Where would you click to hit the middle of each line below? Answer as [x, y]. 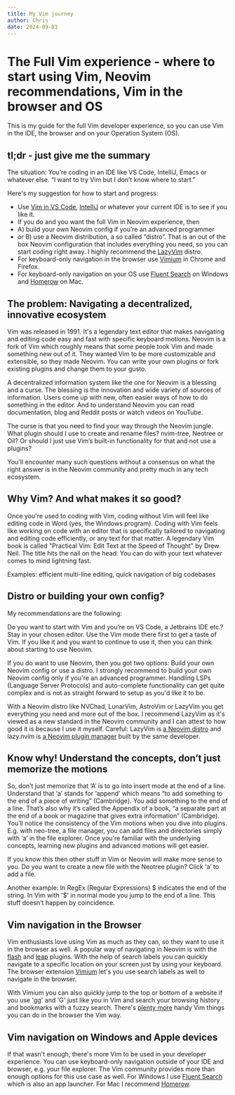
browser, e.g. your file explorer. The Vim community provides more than [111, 1069]
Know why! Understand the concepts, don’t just [114, 758]
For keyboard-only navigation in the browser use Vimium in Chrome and [121, 259]
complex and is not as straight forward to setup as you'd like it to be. [106, 693]
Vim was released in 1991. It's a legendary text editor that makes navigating [116, 332]
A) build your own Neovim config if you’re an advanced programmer [116, 230]
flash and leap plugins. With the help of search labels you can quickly [108, 957]
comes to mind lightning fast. [49, 560]
